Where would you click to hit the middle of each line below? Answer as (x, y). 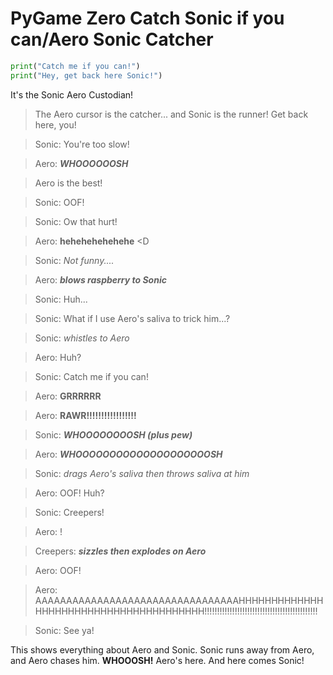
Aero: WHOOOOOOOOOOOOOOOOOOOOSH (128, 454)
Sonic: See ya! (64, 630)
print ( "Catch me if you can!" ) (75, 66)
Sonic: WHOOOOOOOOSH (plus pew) (113, 434)
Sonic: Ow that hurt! (76, 221)
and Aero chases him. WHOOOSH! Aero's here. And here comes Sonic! (157, 660)
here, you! (55, 124)
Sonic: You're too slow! (82, 144)
